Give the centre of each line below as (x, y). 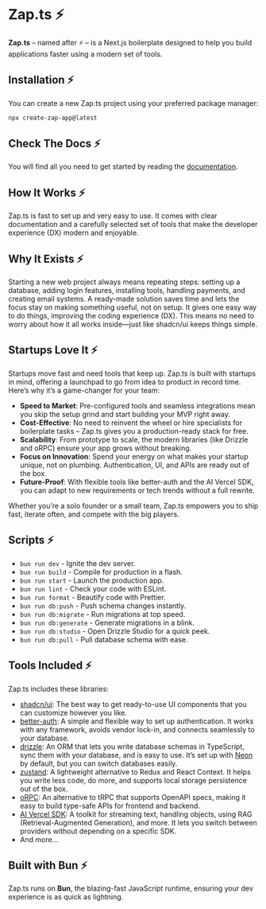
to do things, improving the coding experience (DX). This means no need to (131, 316)
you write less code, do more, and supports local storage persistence (133, 780)
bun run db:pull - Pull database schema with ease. (104, 639)
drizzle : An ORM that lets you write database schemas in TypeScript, (132, 746)
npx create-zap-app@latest (53, 118)
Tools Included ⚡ (50, 666)
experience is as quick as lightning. (66, 897)
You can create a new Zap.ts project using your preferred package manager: (133, 103)
